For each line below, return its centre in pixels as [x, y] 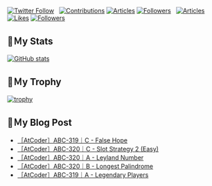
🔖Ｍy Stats [30, 41]
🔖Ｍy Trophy [34, 82]
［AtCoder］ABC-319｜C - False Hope [72, 140]
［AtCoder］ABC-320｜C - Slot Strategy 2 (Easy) [88, 149]
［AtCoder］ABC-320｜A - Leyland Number [80, 158]
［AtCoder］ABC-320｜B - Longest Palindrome [85, 167]
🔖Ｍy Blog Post [39, 123]
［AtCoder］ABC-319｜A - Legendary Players [83, 175]
